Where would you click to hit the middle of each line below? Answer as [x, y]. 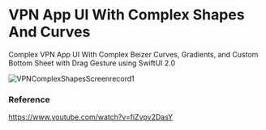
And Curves [49, 32]
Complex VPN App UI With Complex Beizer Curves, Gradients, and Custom [133, 54]
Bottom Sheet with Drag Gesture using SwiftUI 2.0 [92, 63]
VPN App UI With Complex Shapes [127, 15]
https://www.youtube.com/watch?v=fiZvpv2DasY [91, 117]
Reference [29, 99]
